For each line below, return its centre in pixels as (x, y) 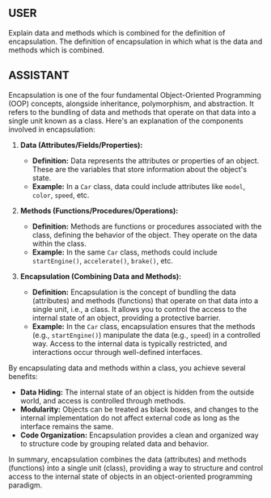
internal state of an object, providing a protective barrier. (126, 318)
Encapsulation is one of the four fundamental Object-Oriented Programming (135, 95)
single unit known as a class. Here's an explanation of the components (126, 120)
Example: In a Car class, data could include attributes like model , (139, 186)
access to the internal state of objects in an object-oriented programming (131, 476)
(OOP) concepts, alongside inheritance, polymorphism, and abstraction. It (131, 103)
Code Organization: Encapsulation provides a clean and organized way (139, 435)
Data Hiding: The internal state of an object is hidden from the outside (137, 392)
